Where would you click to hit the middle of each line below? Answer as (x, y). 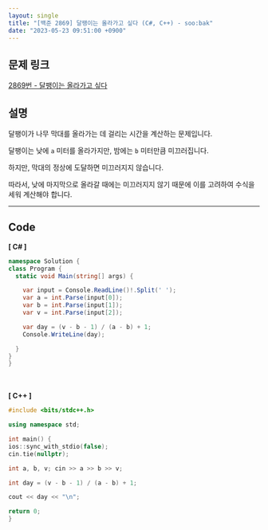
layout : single (33, 16)
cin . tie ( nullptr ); (39, 454)
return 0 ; (25, 512)
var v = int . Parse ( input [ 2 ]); (73, 313)
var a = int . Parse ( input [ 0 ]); (73, 298)
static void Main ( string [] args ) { (75, 276)
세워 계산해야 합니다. (40, 194)
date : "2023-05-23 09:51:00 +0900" (67, 30)
